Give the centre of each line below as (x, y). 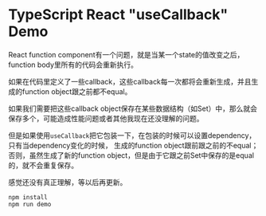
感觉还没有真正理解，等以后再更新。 (68, 182)
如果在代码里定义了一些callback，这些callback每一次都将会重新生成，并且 (130, 81)
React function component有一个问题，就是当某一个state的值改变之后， (126, 54)
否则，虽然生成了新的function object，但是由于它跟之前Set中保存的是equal (131, 155)
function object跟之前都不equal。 (77, 91)
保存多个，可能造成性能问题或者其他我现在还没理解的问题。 (106, 118)
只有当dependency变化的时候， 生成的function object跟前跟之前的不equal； (133, 145)
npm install (28, 197)
